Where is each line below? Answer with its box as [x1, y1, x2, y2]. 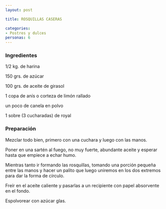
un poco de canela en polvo [5, 102, 63, 109]
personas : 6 [5, 35, 30, 41]
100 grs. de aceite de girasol [5, 83, 65, 89]
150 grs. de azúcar [5, 73, 44, 79]
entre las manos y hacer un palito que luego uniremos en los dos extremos [5, 167, 161, 173]
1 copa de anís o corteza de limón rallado [5, 93, 91, 99]
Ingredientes [5, 52, 37, 59]
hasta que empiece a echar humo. [5, 152, 77, 158]
